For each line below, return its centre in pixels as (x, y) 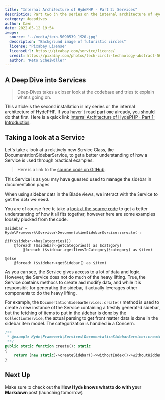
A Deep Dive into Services (46, 80)
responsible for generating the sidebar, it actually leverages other (71, 287)
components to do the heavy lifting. (41, 293)
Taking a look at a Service (45, 138)
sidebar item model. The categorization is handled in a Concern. (70, 323)
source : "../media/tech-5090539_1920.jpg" (54, 37)
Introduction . (18, 122)
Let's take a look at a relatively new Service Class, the (60, 150)
